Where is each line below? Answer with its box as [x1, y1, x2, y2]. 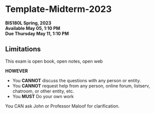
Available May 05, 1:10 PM [5, 25, 60, 31]
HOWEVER [5, 68, 28, 74]
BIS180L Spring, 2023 [5, 20, 51, 26]
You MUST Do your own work [12, 93, 74, 99]
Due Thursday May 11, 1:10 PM [5, 30, 69, 36]
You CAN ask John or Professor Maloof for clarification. [5, 103, 120, 109]
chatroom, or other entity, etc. [12, 88, 74, 94]
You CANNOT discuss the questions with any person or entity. [12, 77, 141, 83]
